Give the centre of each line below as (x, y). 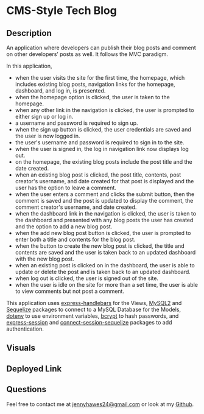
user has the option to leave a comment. (66, 188)
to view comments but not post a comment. (70, 291)
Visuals (21, 348)
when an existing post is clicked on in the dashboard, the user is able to (105, 265)
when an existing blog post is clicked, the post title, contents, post (98, 175)
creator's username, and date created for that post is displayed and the (104, 181)
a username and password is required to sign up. (76, 123)
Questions (26, 389)
